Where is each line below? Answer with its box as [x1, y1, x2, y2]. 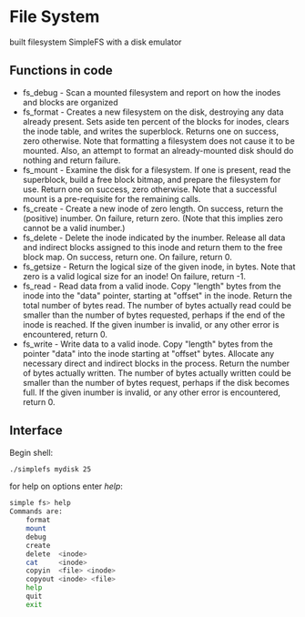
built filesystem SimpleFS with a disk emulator [9, 36, 182, 47]
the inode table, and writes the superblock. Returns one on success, [22, 126, 280, 137]
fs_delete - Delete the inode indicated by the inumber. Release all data [22, 232, 286, 243]
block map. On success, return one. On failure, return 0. [22, 251, 232, 262]
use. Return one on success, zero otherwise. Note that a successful [22, 184, 278, 195]
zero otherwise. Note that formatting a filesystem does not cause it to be [22, 135, 296, 147]
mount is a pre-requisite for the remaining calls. [22, 193, 201, 204]
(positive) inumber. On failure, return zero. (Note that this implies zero [22, 212, 284, 224]
